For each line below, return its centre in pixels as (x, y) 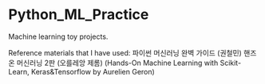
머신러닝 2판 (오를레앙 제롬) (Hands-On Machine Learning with (117, 63)
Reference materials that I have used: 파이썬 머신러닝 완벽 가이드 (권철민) (125, 52)
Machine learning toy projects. (58, 36)
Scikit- (231, 63)
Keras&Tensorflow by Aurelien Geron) (93, 71)
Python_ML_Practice (79, 15)
